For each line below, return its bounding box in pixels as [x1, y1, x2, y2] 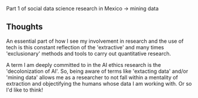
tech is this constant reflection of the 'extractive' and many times [6, 43, 164, 50]
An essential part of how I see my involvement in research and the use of [6, 38, 184, 45]
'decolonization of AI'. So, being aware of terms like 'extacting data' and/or [6, 67, 189, 75]
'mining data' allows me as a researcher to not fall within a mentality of [6, 73, 178, 81]
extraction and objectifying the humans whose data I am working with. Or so [6, 80, 192, 87]
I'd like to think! [6, 86, 43, 93]
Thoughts [6, 22, 43, 32]
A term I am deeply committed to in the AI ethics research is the [6, 61, 161, 68]
